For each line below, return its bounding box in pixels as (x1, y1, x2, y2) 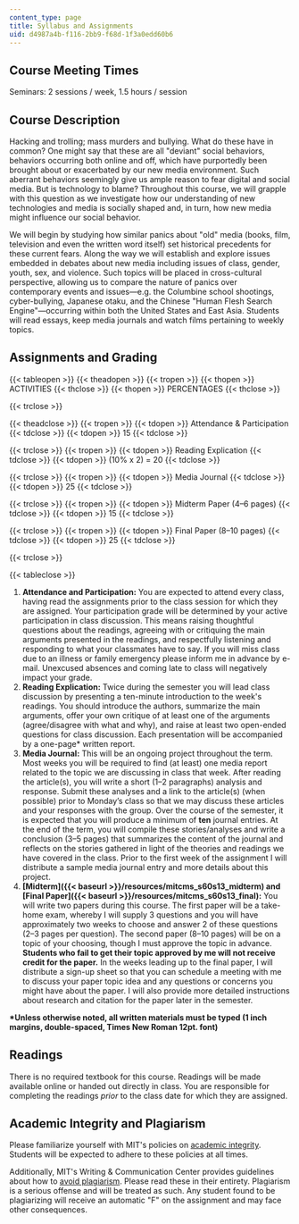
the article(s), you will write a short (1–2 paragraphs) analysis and (21, 776, 262, 787)
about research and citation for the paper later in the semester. (21, 994, 253, 1005)
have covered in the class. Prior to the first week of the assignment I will (21, 852, 287, 863)
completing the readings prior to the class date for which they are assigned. (9, 1090, 288, 1101)
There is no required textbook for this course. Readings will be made (9, 1071, 262, 1082)
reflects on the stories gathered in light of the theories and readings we (21, 843, 285, 853)
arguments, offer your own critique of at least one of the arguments (21, 709, 270, 720)
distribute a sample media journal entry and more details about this (21, 861, 269, 872)
